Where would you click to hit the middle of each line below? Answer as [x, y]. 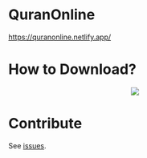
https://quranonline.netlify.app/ [60, 37]
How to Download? [72, 69]
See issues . [27, 145]
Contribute [45, 124]
